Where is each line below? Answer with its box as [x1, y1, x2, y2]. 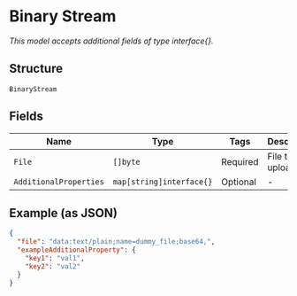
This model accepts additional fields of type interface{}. [9, 35, 214, 46]
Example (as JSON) [9, 206, 118, 221]
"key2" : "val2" [25, 261, 81, 271]
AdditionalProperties [13, 176, 104, 187]
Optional [220, 175, 256, 188]
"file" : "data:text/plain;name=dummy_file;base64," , [17, 238, 216, 246]
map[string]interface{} [112, 176, 213, 187]
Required [220, 155, 259, 167]
